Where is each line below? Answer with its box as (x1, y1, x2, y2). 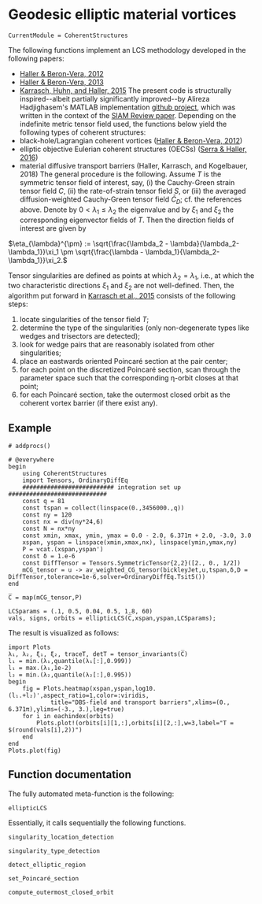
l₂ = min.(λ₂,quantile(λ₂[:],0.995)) (8, 671, 132, 679)
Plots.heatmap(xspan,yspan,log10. (42, 684, 157, 692)
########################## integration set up (22, 483, 181, 491)
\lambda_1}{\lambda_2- (145, 246, 220, 257)
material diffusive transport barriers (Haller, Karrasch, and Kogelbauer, (19, 161, 248, 170)
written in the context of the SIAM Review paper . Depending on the (19, 110, 237, 120)
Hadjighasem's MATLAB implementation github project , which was (19, 102, 236, 112)
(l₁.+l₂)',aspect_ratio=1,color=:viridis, (8, 691, 149, 699)
